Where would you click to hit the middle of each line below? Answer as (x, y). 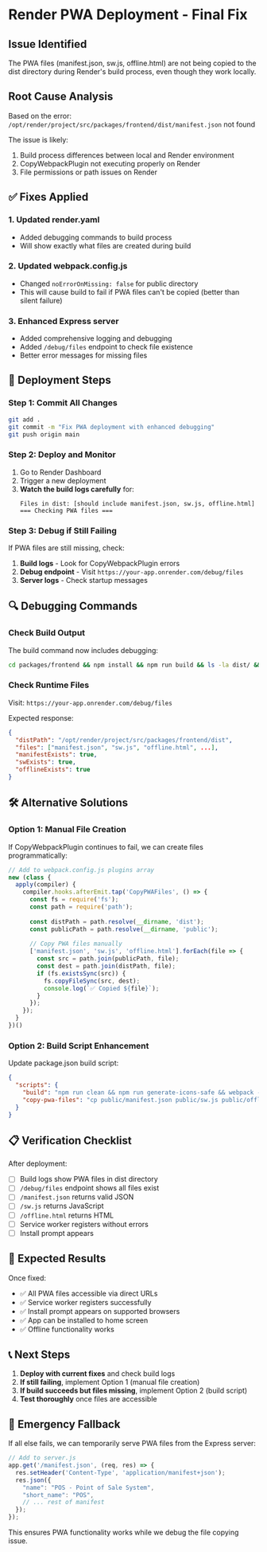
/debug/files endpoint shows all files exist (89, 1188)
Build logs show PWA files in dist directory (89, 1179)
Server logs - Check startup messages (84, 580)
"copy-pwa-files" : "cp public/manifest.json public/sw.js (120, 1100)
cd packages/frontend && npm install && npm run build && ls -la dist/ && (135, 665)
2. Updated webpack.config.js (68, 266)
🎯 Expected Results (57, 1259)
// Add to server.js (43, 1458)
